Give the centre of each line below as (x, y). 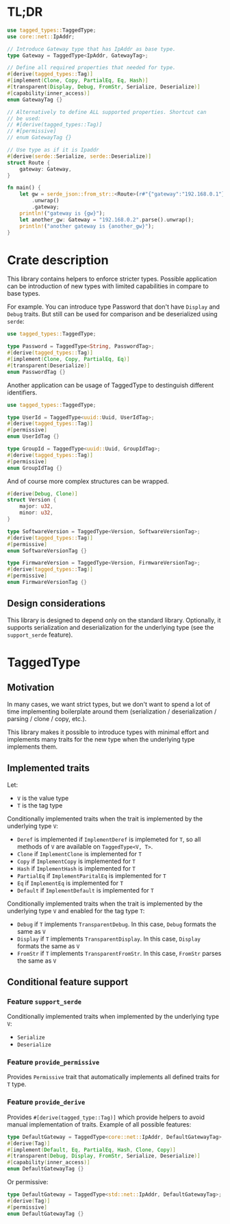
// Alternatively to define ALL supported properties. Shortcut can (107, 112)
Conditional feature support (68, 982)
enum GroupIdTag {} (35, 468)
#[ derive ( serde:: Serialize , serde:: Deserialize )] (79, 156)
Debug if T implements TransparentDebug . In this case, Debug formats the (117, 924)
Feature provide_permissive (53, 1062)
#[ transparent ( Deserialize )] (49, 365)
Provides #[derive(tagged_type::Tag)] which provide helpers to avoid (106, 1117)
